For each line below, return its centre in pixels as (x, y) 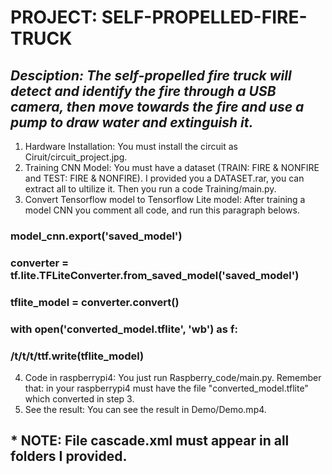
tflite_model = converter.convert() (95, 302)
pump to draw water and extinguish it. (132, 122)
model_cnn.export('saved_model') (96, 236)
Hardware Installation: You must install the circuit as (131, 146)
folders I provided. (69, 456)
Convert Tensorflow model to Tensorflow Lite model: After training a (165, 199)
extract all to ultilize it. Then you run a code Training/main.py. (150, 189)
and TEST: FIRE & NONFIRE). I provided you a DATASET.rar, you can (164, 178)
